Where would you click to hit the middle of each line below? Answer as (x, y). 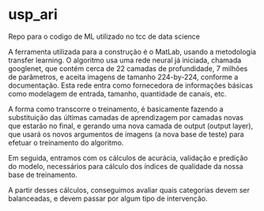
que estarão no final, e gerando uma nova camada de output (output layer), (131, 126)
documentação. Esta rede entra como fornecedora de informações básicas (131, 85)
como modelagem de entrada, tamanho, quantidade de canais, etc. (117, 93)
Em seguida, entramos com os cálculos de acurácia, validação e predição (128, 158)
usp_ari (33, 15)
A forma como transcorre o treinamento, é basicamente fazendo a (116, 109)
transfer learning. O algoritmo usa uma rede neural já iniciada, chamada (125, 60)
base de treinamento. (43, 175)
